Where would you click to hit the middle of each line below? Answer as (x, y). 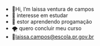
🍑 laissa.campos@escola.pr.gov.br (53, 37)
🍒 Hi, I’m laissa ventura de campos (53, 9)
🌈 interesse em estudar (40, 15)
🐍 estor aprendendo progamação (52, 22)
